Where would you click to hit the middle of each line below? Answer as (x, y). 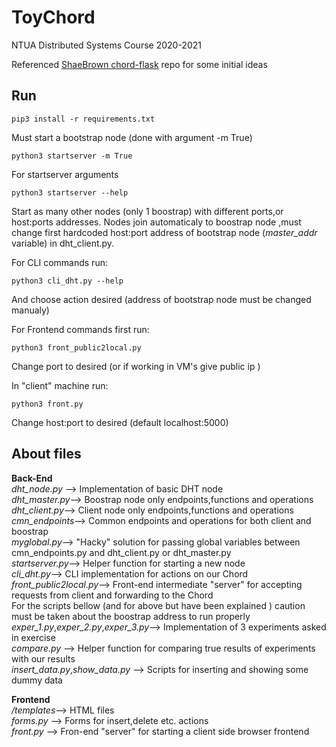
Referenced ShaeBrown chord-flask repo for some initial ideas (139, 64)
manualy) (30, 310)
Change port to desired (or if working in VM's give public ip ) (136, 366)
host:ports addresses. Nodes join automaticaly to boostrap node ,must (156, 222)
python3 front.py (47, 404)
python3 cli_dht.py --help (67, 281)
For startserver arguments (65, 174)
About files (46, 454)
